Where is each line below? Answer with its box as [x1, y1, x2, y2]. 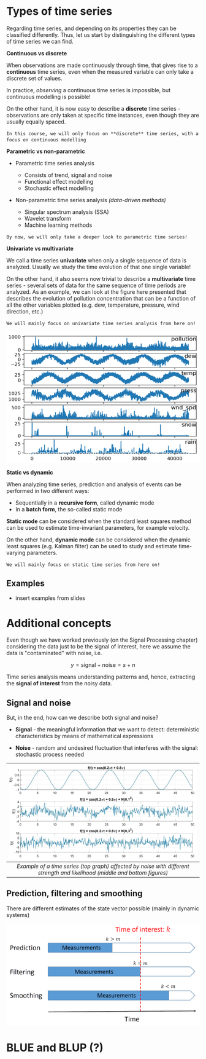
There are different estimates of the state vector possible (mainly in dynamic [6, 905, 199, 912]
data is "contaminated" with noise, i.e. [6, 650, 102, 657]
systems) [6, 911, 30, 918]
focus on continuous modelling [6, 136, 86, 143]
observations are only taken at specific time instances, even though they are [6, 111, 199, 119]
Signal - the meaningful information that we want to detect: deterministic [15, 726, 200, 733]
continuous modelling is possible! [6, 93, 91, 100]
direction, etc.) [6, 307, 44, 315]
